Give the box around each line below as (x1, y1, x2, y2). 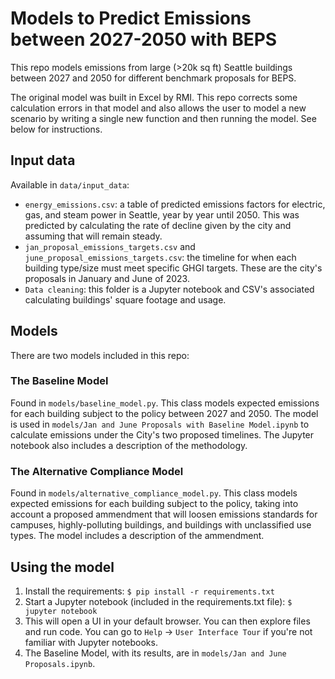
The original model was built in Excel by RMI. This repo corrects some (10, 91, 298, 103)
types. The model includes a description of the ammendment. (10, 530, 265, 542)
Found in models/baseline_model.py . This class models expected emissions (10, 397, 320, 409)
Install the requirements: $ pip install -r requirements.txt (24, 585, 275, 597)
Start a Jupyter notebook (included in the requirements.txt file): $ (24, 595, 293, 607)
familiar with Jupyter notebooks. (24, 636, 158, 648)
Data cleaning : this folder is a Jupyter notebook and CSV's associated (24, 283, 315, 295)
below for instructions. (10, 123, 103, 135)
